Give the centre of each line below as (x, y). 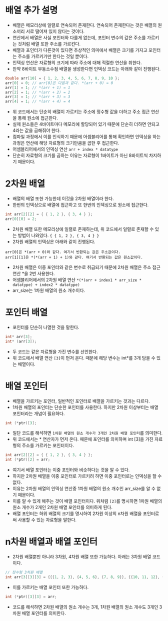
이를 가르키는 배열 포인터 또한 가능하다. (50, 587)
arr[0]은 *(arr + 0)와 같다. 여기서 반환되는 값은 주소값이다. (63, 252)
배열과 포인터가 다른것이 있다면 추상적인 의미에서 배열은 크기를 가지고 (80, 50)
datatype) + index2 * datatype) (46, 285)
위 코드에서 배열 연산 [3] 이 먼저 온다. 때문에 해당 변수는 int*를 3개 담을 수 (84, 357)
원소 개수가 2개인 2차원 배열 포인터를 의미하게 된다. (62, 507)
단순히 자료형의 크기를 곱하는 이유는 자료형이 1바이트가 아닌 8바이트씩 (80, 155)
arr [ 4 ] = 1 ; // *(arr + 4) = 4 (38, 101)
